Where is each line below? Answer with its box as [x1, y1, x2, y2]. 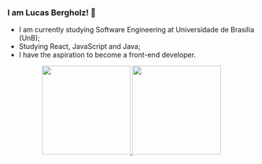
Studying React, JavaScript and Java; [18, 42, 141, 51]
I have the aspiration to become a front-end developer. [18, 50, 196, 60]
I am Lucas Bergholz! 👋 [7, 7, 96, 18]
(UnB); [18, 33, 41, 43]
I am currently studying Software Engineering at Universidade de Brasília [18, 25, 255, 35]
